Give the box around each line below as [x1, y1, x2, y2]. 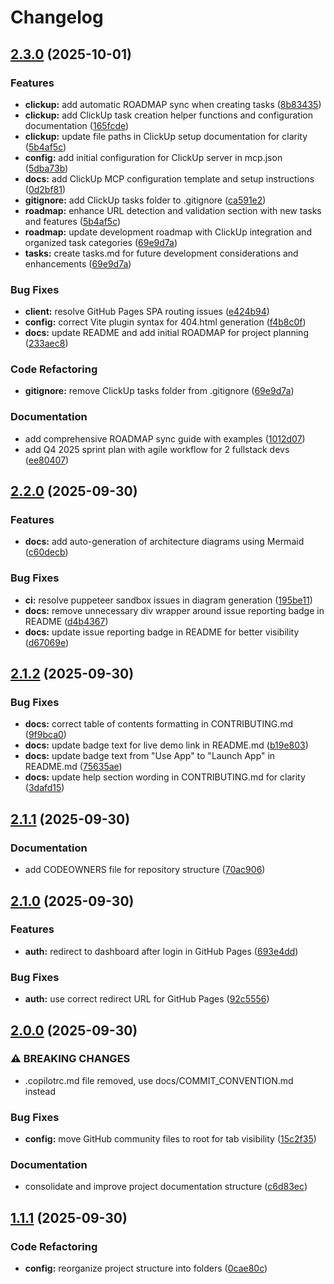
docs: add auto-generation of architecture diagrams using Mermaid [24, 536, 305, 548]
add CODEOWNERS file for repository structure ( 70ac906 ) [24, 864, 266, 876]
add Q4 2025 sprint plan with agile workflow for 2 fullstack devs [24, 443, 290, 455]
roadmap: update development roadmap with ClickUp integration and [24, 226, 312, 238]
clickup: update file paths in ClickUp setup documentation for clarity [24, 130, 308, 142]
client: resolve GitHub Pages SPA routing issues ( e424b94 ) [24, 306, 270, 318]
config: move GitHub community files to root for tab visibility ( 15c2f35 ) [24, 1133, 317, 1145]
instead [24, 1085, 57, 1097]
